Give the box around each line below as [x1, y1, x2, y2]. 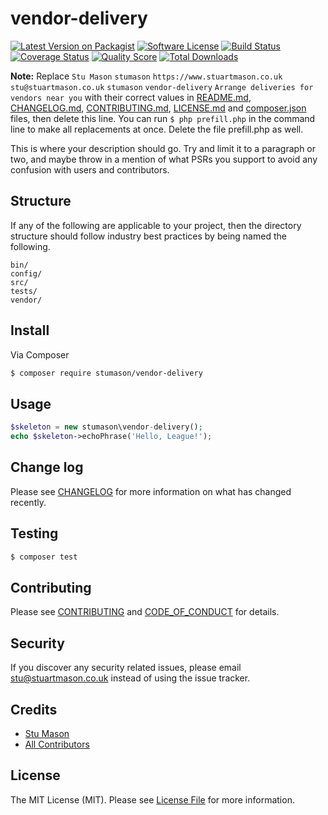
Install [10, 322, 50, 339]
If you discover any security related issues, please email [10, 662, 242, 674]
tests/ [10, 286, 38, 296]
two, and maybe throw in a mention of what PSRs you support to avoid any [10, 153, 318, 165]
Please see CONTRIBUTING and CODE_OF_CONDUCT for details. [10, 606, 280, 618]
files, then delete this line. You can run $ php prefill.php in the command [10, 112, 316, 124]
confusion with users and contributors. [10, 163, 170, 176]
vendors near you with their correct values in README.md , [10, 91, 252, 103]
